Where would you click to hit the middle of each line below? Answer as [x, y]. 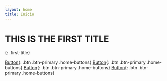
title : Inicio [20, 14]
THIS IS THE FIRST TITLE [57, 39]
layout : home [19, 10]
